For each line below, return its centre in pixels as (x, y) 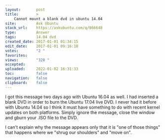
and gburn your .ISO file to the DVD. (41, 117)
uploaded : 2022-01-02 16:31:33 (42, 69)
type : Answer (27, 32)
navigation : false (26, 78)
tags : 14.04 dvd (31, 37)
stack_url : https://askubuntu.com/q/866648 (54, 28)
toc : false (26, 74)
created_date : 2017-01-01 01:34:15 (42, 42)
